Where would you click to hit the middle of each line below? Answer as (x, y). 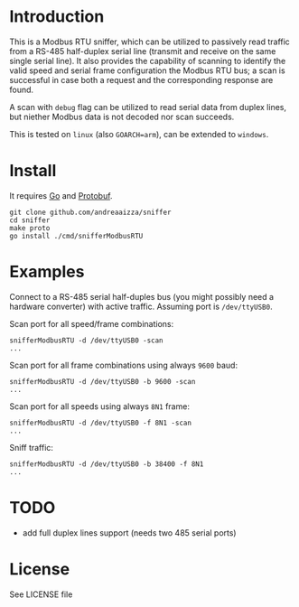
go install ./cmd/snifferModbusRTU (76, 236)
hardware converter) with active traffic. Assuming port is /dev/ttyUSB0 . (141, 306)
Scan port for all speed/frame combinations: (92, 323)
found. (22, 89)
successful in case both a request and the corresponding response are (141, 79)
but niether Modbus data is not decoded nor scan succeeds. (122, 117)
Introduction (57, 17)
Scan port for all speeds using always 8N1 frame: (99, 406)
